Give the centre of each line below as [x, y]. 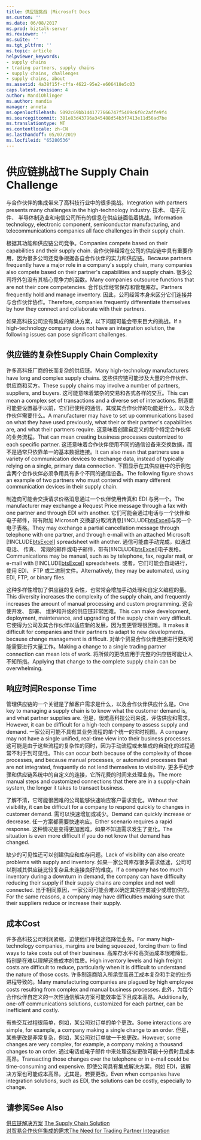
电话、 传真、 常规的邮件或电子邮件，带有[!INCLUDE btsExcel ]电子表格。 [95, 549]
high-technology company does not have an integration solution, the [91, 328]
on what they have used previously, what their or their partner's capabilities [99, 422]
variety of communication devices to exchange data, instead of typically [95, 459]
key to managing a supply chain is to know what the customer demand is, [97, 711]
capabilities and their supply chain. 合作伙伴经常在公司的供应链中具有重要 [97, 251]
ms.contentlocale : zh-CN [37, 129]
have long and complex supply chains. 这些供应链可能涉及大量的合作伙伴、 [99, 378]
